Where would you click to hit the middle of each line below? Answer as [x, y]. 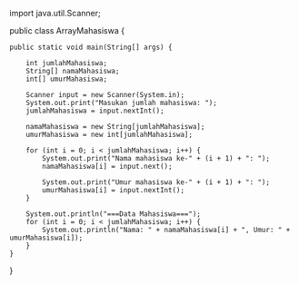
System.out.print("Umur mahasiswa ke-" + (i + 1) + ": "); [156, 182]
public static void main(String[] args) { [91, 47]
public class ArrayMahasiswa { [67, 30]
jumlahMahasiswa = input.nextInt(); [95, 111]
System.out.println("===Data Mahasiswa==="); [114, 214]
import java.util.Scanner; [55, 13]
